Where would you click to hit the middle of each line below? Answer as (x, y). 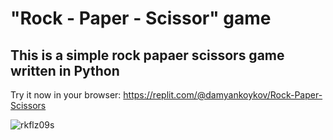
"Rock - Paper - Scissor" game (141, 18)
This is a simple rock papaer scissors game (147, 55)
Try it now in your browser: (66, 95)
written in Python (65, 70)
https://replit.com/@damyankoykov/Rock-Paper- (223, 95)
